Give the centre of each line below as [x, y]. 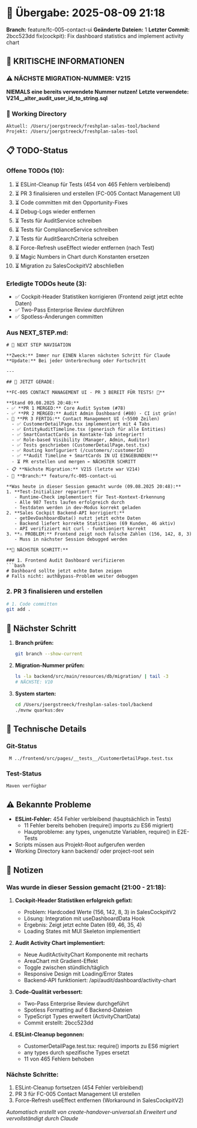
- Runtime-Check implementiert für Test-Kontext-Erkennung [89, 497]
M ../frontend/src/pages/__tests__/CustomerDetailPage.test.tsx [91, 759]
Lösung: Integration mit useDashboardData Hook [84, 918]
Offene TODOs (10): [35, 171]
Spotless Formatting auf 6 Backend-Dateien [78, 1010]
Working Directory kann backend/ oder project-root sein [84, 851]
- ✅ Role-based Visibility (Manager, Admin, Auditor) [81, 440]
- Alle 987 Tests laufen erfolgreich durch [69, 503]
